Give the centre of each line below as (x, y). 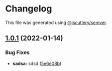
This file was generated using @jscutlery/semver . (56, 22)
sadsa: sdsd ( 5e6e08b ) (37, 63)
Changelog (29, 9)
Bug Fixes (18, 52)
